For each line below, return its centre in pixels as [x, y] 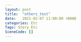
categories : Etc [21, 23]
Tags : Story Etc [21, 28]
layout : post [18, 9]
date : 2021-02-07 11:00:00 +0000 [41, 18]
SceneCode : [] [19, 32]
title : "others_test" [28, 14]
